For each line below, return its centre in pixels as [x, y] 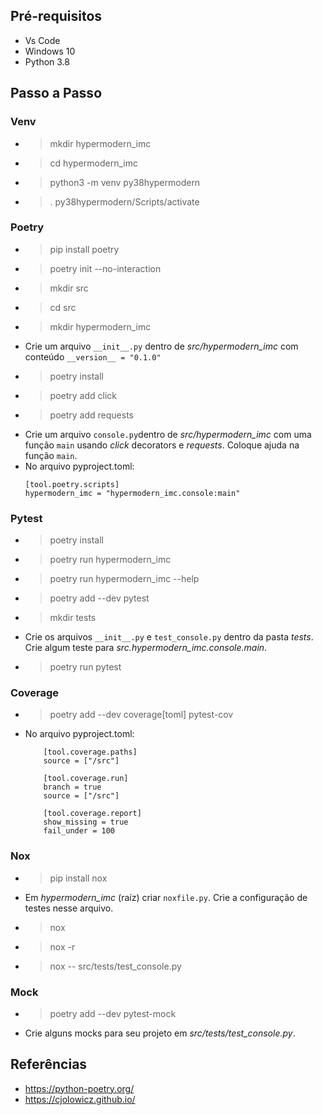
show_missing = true [86, 822]
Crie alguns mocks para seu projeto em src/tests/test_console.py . [160, 1033]
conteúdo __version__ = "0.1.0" [93, 356]
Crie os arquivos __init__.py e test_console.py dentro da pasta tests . [169, 637]
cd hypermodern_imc [93, 163]
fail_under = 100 [79, 831]
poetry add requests [91, 415]
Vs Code [42, 40]
